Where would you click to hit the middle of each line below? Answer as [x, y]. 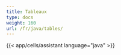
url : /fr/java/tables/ [35, 28]
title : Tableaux [26, 12]
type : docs [20, 17]
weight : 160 [21, 23]
